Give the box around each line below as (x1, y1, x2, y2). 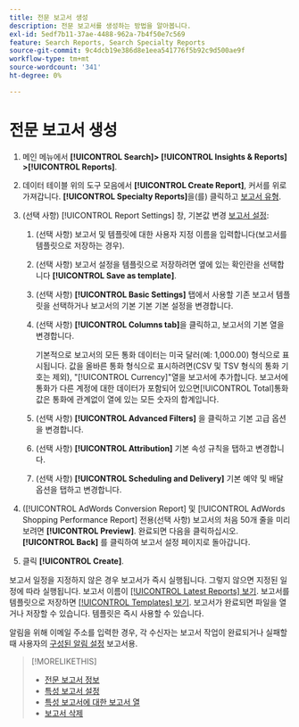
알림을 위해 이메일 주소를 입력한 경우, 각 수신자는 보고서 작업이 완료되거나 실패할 (9, 626, 288, 638)
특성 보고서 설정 (44, 685, 100, 696)
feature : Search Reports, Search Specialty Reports (9, 37, 205, 47)
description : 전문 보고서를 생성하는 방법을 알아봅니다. (9, 21, 192, 30)
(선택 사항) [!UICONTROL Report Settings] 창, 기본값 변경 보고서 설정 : (21, 210, 270, 220)
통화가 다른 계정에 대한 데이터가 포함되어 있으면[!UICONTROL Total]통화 (35, 383, 289, 393)
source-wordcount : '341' (9, 63, 102, 72)
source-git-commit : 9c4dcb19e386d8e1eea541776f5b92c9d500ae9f (9, 46, 245, 55)
